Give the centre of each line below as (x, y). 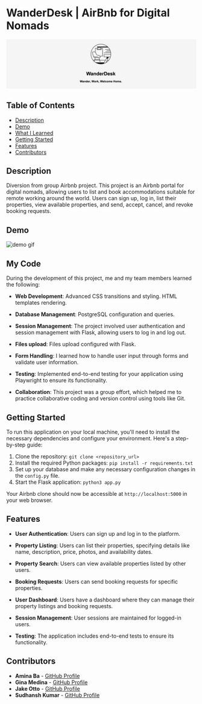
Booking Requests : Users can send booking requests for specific (96, 582)
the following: (23, 285)
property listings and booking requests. (64, 606)
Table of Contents (41, 106)
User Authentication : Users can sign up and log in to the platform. (98, 533)
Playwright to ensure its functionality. (61, 381)
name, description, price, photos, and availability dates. (84, 551)
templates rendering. (41, 303)
